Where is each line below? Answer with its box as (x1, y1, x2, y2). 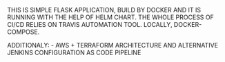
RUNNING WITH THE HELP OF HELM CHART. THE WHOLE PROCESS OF (7, 13, 214, 21)
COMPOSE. (7, 28, 40, 36)
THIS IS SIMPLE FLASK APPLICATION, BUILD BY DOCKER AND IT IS (7, 6, 202, 14)
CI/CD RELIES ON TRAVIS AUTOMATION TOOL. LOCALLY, (7, 21, 173, 28)
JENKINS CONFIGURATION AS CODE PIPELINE (7, 48, 141, 56)
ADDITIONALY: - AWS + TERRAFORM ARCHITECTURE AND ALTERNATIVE (7, 41, 219, 49)
